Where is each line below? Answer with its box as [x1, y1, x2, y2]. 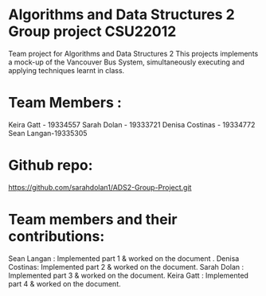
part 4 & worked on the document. [8, 278, 121, 288]
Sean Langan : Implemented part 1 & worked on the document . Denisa [8, 253, 240, 263]
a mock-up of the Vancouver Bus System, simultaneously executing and [8, 57, 245, 67]
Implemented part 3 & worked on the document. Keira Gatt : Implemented [8, 271, 249, 280]
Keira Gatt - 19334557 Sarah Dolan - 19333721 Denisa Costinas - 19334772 [8, 119, 256, 129]
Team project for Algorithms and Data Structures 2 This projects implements [8, 49, 259, 58]
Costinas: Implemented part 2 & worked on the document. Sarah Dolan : [8, 262, 244, 271]
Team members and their [8, 211, 178, 228]
